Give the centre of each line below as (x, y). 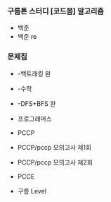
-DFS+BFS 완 (37, 103)
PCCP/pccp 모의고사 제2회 (55, 162)
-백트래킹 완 (34, 73)
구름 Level (32, 191)
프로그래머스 (35, 119)
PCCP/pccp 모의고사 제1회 (54, 147)
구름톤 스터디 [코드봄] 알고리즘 (55, 11)
